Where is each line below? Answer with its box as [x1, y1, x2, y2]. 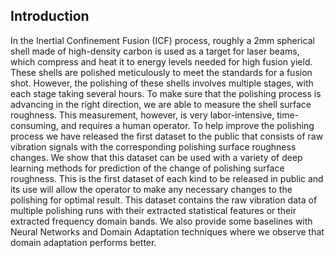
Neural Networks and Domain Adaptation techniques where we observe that [10, 225, 325, 238]
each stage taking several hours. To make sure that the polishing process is [10, 87, 322, 99]
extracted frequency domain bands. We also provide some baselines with [10, 215, 313, 227]
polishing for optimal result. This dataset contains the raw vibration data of [10, 194, 318, 206]
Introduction [10, 8, 90, 25]
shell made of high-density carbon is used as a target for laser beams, [10, 45, 300, 57]
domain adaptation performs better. [10, 236, 157, 248]
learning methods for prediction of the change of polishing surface [10, 162, 285, 174]
